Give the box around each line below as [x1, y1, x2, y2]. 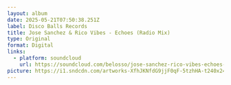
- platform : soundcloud [13, 55, 81, 62]
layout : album [7, 10, 48, 17]
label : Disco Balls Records [7, 23, 88, 29]
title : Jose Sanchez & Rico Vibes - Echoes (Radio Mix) [7, 29, 170, 36]
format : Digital [7, 42, 54, 49]
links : [7, 49, 26, 56]
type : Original [7, 36, 51, 42]
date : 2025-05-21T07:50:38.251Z [7, 16, 100, 23]
